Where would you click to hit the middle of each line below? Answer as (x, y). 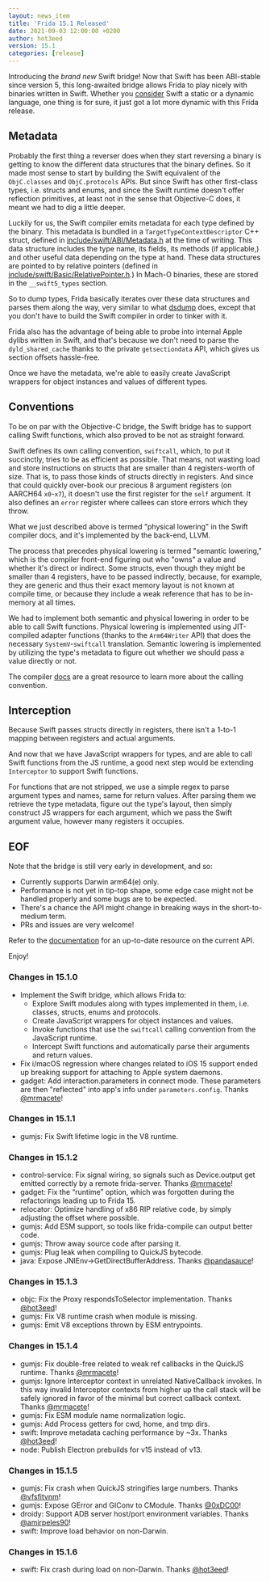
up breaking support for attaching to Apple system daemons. (121, 1072)
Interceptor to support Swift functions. (73, 771)
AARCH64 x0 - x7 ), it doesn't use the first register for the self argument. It (130, 493)
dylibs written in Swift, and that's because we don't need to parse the (124, 340)
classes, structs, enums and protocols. (96, 1012)
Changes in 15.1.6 (43, 1551)
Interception (40, 711)
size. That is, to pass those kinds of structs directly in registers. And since (131, 476)
